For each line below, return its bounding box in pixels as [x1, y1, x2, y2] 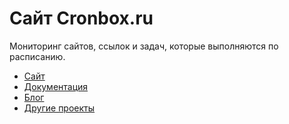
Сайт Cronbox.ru [9, 7, 154, 30]
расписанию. [9, 50, 66, 62]
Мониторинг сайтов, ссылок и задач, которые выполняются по [9, 40, 279, 52]
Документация [23, 80, 89, 92]
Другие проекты [23, 102, 96, 114]
